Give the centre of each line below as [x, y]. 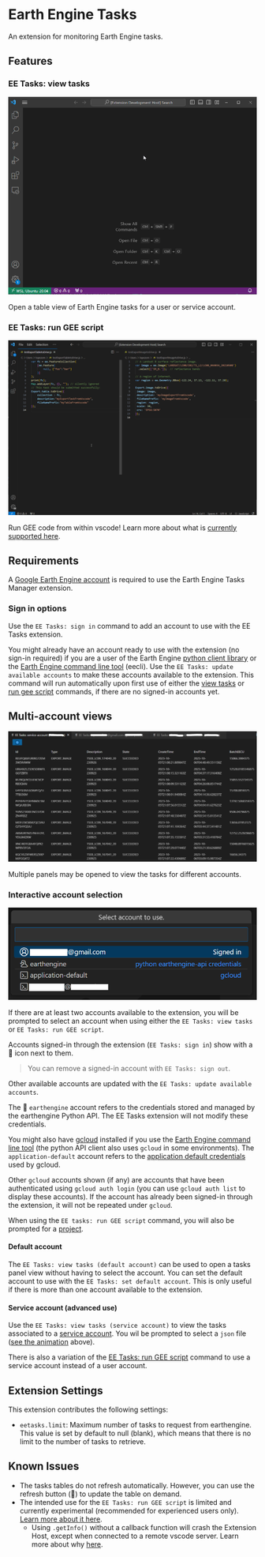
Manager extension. [41, 588]
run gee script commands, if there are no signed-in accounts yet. [114, 691]
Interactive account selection [65, 894]
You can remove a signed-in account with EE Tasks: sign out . [129, 1068]
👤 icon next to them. [41, 1053]
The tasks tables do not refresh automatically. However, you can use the [137, 1485]
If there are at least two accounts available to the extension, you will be [123, 1012]
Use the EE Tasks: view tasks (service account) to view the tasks [118, 1326]
